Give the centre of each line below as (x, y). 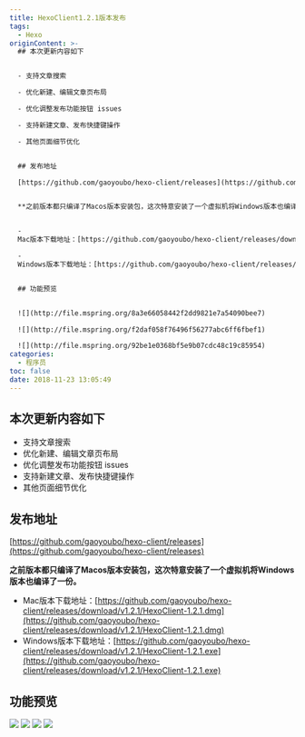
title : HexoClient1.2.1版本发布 (68, 18)
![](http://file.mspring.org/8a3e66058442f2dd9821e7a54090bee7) (142, 313)
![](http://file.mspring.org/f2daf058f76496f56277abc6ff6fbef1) (142, 329)
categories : (32, 354)
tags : (20, 26)
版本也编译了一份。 (45, 582)
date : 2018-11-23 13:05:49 (60, 379)
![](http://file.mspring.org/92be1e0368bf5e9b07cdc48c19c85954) (142, 346)
